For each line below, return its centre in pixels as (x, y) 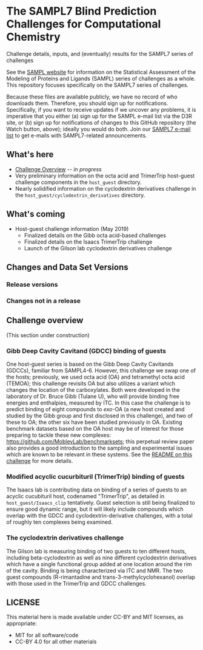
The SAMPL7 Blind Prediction (82, 11)
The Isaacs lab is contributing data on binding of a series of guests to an (96, 490)
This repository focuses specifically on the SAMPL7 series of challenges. (98, 85)
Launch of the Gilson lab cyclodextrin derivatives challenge (98, 248)
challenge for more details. (40, 460)
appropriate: (22, 623)
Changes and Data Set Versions (67, 267)
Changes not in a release (43, 301)
